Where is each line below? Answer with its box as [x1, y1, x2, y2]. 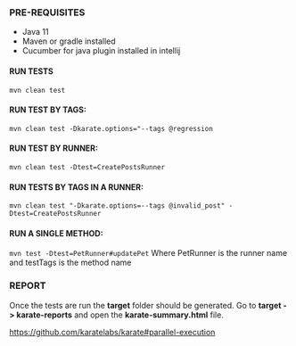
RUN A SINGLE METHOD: [9, 227, 104, 238]
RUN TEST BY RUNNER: [9, 143, 98, 153]
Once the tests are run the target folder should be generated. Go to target [9, 300, 282, 310]
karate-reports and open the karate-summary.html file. [16, 309, 225, 320]
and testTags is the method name [9, 257, 132, 268]
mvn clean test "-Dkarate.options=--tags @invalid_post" [9, 202, 226, 210]
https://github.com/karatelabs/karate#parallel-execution [9, 326, 216, 337]
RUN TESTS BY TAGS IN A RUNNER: [9, 181, 144, 193]
